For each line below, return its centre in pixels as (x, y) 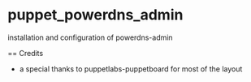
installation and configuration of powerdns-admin (90, 37)
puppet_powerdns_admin (95, 15)
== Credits (26, 53)
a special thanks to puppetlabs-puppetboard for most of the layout (131, 69)
